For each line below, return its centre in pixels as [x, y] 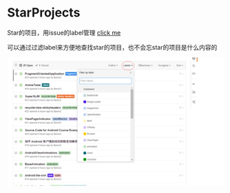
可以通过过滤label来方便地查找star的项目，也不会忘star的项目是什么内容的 [112, 47]
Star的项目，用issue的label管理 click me [64, 32]
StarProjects [44, 13]
